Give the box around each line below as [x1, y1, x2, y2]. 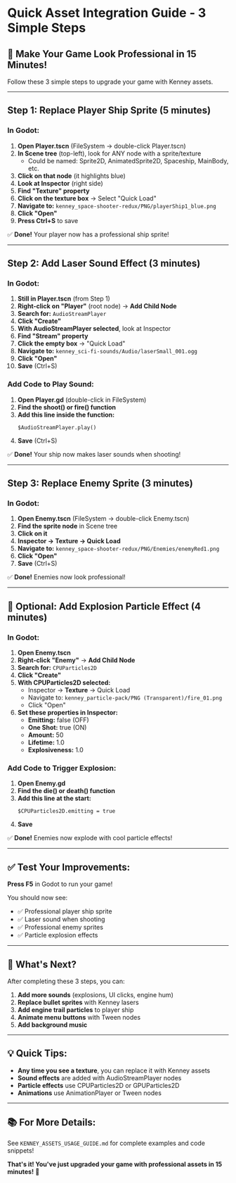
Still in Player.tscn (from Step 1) [17, 294, 110, 303]
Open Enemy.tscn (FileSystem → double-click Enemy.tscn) [17, 514, 190, 523]
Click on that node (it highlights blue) [17, 171, 126, 180]
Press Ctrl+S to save [17, 216, 79, 224]
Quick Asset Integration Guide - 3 [7, 5, 206, 21]
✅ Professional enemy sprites [17, 923, 104, 932]
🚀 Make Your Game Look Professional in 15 [7, 48, 197, 60]
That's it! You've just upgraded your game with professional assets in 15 [7, 1160, 223, 1168]
